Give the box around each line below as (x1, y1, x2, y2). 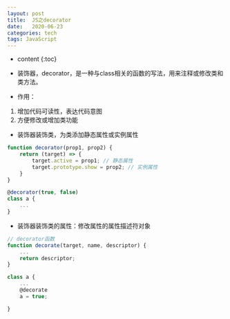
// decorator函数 (7, 235, 55, 242)
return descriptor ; (19, 255, 76, 262)
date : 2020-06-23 (7, 23, 64, 30)
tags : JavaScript (7, 36, 57, 43)
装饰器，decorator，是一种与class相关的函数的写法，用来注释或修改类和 (17, 69, 224, 78)
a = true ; (19, 293, 48, 300)
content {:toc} (17, 55, 57, 63)
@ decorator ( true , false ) (7, 189, 79, 196)
